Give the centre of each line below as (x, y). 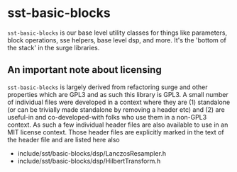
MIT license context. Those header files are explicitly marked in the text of (116, 132)
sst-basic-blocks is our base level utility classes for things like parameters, (117, 33)
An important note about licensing (84, 70)
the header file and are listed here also (64, 139)
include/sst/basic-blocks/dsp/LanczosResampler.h (92, 153)
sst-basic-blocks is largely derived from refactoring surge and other (108, 87)
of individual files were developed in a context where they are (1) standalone (119, 102)
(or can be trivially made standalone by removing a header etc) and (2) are (116, 109)
